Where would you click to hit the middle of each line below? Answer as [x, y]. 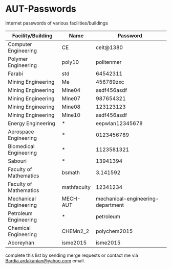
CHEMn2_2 [76, 231]
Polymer [18, 59]
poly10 [70, 62]
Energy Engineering [31, 123]
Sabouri [17, 161]
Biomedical [21, 146]
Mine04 [71, 90]
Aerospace [21, 132]
